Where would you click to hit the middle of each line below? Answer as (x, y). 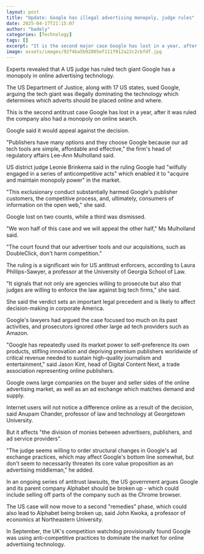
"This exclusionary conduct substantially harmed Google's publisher (92, 192)
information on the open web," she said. (56, 204)
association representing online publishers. (60, 370)
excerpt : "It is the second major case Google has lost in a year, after (102, 46)
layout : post (23, 12)
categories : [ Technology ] (39, 35)
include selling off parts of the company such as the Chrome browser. (94, 494)
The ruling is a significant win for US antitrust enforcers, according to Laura (101, 265)
